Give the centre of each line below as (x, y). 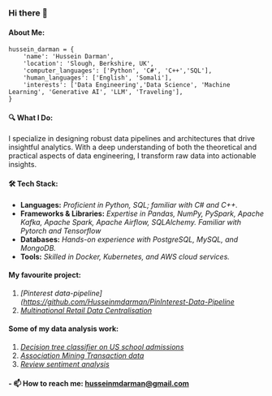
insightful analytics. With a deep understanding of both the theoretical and (133, 147)
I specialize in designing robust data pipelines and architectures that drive (132, 139)
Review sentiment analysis (65, 364)
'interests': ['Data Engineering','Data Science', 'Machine (127, 85)
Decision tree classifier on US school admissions (102, 346)
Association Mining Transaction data (82, 355)
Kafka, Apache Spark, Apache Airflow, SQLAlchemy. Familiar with (131, 222)
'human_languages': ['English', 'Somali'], (98, 78)
